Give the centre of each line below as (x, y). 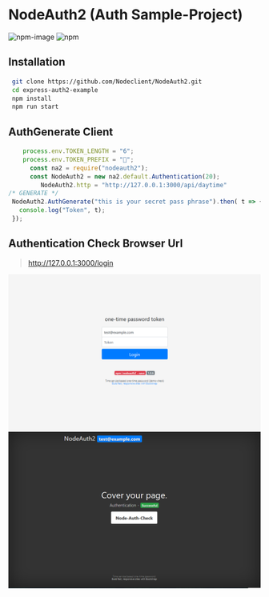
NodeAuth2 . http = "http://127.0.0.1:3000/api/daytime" (134, 185)
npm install (32, 98)
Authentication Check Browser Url (96, 244)
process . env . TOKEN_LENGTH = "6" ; (78, 151)
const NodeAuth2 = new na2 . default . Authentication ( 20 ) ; (124, 176)
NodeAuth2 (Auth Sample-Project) (126, 15)
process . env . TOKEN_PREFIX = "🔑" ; (78, 159)
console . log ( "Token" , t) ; (62, 210)
